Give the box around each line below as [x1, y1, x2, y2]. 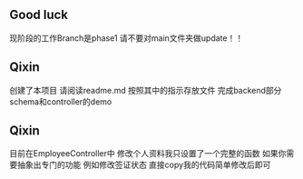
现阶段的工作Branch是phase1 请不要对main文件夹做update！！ [9, 32, 243, 44]
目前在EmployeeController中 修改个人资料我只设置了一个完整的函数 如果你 [9, 148, 287, 159]
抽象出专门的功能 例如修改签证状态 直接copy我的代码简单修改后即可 [16, 159, 271, 171]
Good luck [9, 7, 69, 23]
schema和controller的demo [9, 95, 112, 107]
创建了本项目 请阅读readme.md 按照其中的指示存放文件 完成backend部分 [9, 85, 282, 95]
